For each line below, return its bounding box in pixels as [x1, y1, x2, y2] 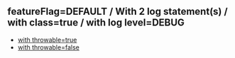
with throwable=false [17, 42, 80, 52]
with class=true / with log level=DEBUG [7, 17, 185, 29]
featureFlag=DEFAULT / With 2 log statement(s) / [7, 6, 229, 18]
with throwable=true [17, 35, 77, 44]
